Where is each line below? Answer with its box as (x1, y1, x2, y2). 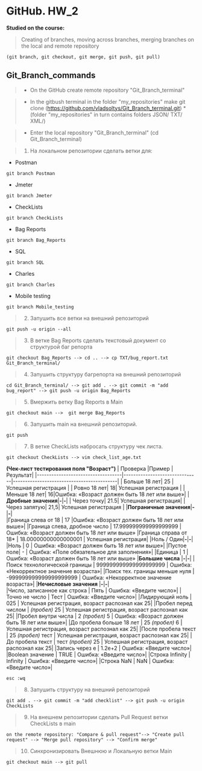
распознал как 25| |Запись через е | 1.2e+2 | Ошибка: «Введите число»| (6, 644, 192, 652)
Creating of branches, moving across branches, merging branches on (21, 36, 195, 43)
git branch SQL (6, 259, 45, 265)
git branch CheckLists (6, 215, 63, 221)
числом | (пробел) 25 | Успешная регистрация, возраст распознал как (6, 606, 188, 613)
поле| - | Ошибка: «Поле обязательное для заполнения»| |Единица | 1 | (6, 548, 189, 556)
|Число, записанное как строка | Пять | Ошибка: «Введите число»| (6, 586, 178, 594)
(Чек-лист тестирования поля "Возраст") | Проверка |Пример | (6, 465, 174, 472)
